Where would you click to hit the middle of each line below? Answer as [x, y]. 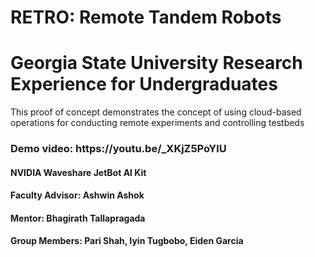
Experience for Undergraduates [144, 84]
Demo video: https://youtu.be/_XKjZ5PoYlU [118, 149]
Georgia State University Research [156, 63]
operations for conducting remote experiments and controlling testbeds [157, 123]
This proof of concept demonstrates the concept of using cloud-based [156, 112]
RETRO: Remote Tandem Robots [146, 17]
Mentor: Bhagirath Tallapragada [78, 218]
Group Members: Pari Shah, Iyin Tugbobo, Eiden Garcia [127, 241]
